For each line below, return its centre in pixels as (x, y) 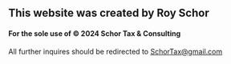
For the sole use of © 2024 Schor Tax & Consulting (95, 33)
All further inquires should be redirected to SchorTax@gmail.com (115, 51)
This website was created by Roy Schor (109, 13)
